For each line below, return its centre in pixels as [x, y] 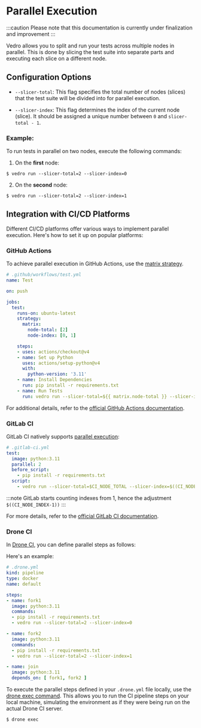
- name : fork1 [24, 600]
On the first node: [37, 163]
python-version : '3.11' [57, 374]
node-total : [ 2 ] [48, 330]
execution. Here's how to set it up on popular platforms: [75, 235]
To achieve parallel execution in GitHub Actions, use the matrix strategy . [95, 264]
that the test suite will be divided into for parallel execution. [87, 98]
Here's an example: [30, 556]
